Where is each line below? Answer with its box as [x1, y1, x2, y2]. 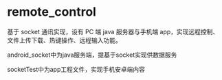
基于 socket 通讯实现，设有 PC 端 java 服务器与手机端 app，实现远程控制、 [7, 27, 219, 36]
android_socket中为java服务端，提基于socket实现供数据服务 [7, 51, 177, 59]
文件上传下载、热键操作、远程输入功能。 [7, 36, 122, 44]
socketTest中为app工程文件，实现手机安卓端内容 [7, 65, 146, 73]
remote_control [7, 4, 96, 20]
